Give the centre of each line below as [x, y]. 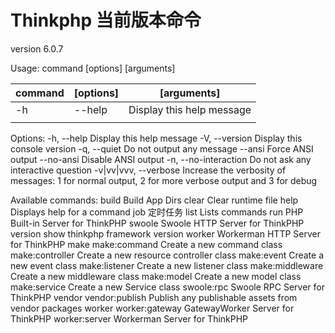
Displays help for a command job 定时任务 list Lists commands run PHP [157, 212]
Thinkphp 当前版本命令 [106, 20]
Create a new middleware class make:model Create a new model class [156, 276]
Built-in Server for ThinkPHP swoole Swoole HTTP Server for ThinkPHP [157, 223]
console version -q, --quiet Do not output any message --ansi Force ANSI [162, 148]
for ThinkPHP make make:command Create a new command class [146, 244]
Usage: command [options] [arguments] [93, 68]
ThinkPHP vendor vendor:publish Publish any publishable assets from [154, 297]
